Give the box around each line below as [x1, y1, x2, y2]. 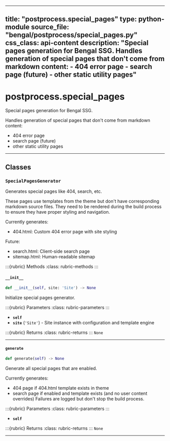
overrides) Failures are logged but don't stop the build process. [12, 396, 145, 402]
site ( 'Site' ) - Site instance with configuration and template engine [12, 320, 154, 326]
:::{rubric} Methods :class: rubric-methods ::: [5, 263, 99, 269]
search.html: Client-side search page [12, 248, 90, 254]
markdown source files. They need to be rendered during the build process [5, 203, 162, 210]
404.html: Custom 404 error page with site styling [12, 229, 117, 235]
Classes [5, 163, 31, 172]
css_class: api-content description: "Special [5, 39, 149, 47]
